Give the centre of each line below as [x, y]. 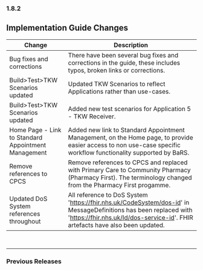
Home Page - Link [35, 130]
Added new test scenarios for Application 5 [130, 109]
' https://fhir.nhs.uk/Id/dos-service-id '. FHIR [130, 217]
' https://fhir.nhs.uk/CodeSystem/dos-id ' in [129, 202]
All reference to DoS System [108, 194]
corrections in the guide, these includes [124, 63]
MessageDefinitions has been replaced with [130, 210]
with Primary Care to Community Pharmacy [130, 170]
